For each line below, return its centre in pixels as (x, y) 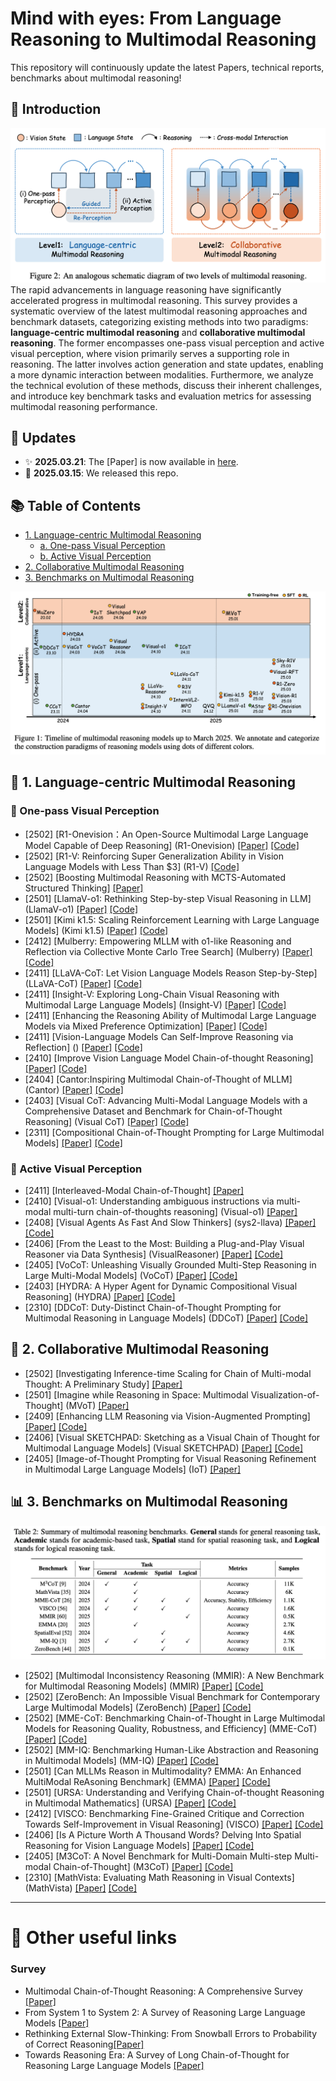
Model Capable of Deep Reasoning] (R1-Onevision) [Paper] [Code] (162, 845)
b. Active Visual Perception (95, 556)
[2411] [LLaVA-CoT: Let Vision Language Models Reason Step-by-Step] (171, 973)
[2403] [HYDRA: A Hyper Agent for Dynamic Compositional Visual (161, 1286)
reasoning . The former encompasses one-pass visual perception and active (167, 343)
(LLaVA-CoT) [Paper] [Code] (83, 983)
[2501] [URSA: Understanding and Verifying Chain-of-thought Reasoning (174, 1793)
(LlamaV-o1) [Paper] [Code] (81, 909)
